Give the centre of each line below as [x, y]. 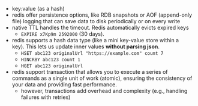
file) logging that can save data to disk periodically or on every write [96, 21]
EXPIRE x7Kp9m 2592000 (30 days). [63, 34]
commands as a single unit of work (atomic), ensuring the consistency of [102, 78]
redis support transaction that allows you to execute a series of [90, 72]
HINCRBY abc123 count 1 [51, 60]
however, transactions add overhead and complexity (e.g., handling [104, 91]
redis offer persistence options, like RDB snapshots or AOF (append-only [102, 15]
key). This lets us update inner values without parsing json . [86, 46]
